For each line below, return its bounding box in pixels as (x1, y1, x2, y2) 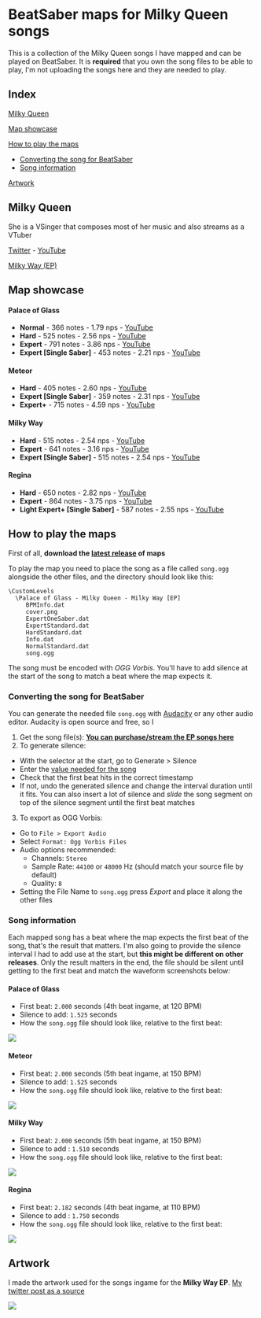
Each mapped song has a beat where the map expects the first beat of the (8, 932, 249, 942)
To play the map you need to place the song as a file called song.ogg (8, 563, 230, 573)
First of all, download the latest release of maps (8, 548, 166, 558)
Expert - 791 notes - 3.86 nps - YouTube (19, 340, 151, 349)
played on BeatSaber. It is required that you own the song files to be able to (8, 57, 253, 66)
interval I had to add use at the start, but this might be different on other (8, 950, 244, 959)
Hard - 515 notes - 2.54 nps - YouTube (19, 435, 145, 445)
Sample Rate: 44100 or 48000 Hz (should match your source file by (31, 862, 244, 871)
